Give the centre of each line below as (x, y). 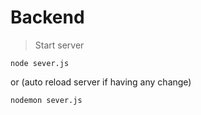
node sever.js (40, 63)
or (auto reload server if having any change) (101, 82)
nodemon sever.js (46, 100)
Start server (59, 45)
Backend (47, 17)
